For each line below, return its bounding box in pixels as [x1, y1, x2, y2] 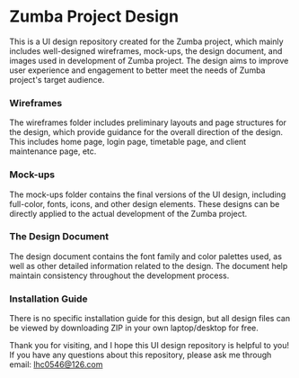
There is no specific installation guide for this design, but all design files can [9, 313, 290, 324]
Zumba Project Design [9, 6, 180, 27]
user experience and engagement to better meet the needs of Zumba [9, 65, 266, 76]
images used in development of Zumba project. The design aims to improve [9, 55, 289, 66]
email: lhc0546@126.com [9, 359, 103, 370]
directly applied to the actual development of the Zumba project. [9, 208, 248, 219]
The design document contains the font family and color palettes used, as [9, 250, 283, 262]
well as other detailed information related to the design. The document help [9, 260, 288, 271]
